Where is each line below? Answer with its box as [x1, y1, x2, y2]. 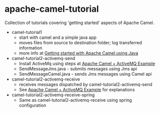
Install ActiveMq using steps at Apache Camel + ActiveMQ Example [19, 60, 155, 66]
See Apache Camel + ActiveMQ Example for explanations [19, 86, 135, 92]
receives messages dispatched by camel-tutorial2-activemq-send [19, 81, 153, 87]
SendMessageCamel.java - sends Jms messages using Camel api [19, 71, 152, 77]
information [19, 45, 43, 51]
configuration [19, 102, 46, 108]
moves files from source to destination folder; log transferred [19, 39, 142, 45]
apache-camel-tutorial [4, 3, 99, 15]
